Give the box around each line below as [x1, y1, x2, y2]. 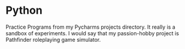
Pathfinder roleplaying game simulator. [5, 36, 101, 43]
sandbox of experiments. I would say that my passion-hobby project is [5, 29, 179, 36]
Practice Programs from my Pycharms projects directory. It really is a [5, 23, 176, 30]
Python [5, 4, 43, 17]
